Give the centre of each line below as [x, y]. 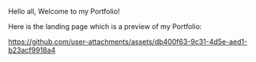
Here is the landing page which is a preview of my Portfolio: [105, 26]
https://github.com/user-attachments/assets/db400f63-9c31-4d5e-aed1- [128, 42]
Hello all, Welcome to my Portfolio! [64, 11]
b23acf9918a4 [32, 50]
